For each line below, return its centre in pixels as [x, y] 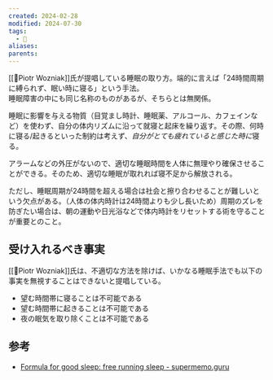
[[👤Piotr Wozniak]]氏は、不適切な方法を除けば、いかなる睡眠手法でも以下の [136, 270]
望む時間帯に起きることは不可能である [84, 308]
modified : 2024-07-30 [45, 24]
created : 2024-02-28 [44, 16]
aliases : [23, 46]
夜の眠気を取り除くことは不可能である [84, 318]
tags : [18, 31]
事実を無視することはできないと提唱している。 [87, 281]
